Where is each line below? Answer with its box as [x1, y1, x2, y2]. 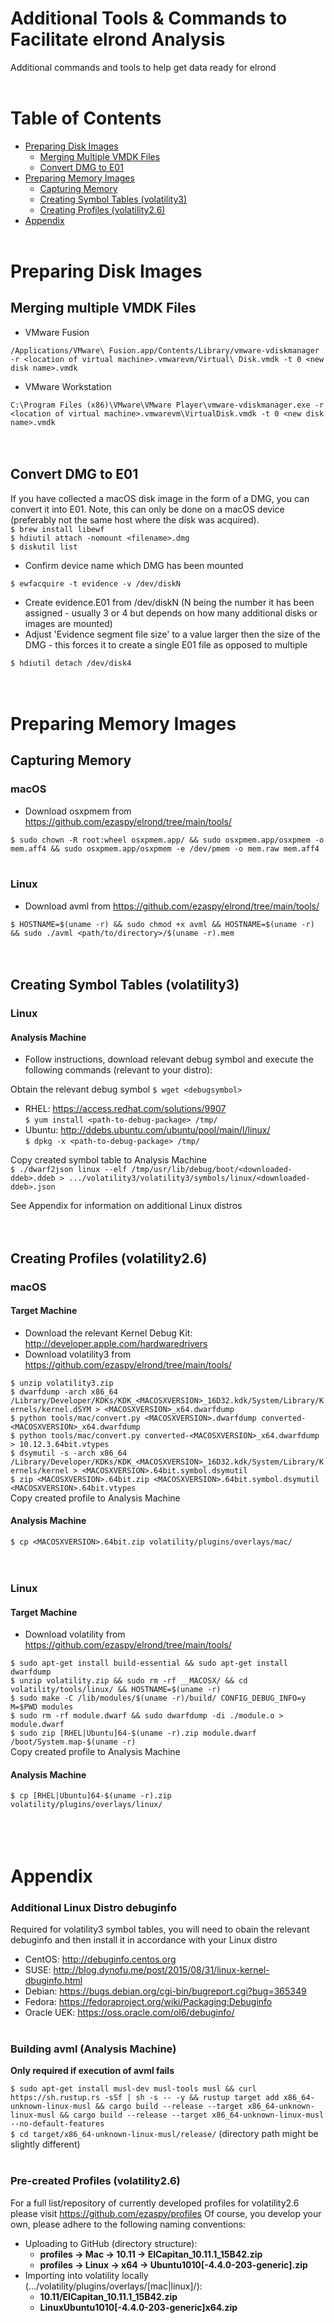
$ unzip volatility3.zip [10, 1378, 114, 1388]
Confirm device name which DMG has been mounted [24, 559, 244, 571]
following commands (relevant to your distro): [24, 1064, 213, 1076]
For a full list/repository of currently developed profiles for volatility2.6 [10, 2197, 300, 2209]
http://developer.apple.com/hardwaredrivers [24, 1337, 208, 1349]
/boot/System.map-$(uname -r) [10, 1737, 137, 1747]
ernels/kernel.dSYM [10, 1404, 92, 1414]
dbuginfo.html [24, 1974, 83, 1986]
